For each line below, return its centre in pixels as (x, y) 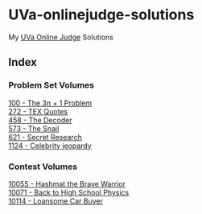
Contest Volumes (43, 167)
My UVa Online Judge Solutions (61, 37)
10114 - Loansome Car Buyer (56, 201)
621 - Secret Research (45, 137)
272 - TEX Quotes (38, 111)
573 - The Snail (34, 128)
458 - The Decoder (40, 120)
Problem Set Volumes (52, 85)
